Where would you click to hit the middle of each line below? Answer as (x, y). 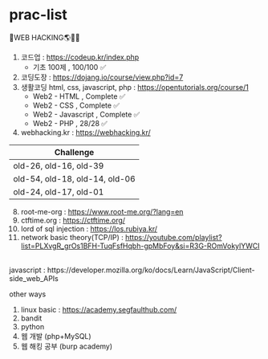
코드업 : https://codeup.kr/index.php (80, 57)
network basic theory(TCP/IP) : (72, 237)
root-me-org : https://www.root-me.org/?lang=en (102, 211)
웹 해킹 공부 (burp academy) (67, 346)
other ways (28, 294)
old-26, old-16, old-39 (59, 165)
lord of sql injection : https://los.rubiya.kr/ (89, 228)
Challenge (74, 152)
